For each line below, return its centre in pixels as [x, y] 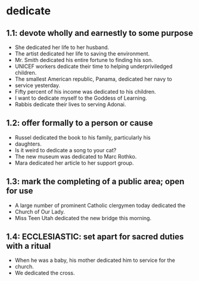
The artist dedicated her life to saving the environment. [82, 54]
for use [20, 191]
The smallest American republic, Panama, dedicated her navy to [93, 79]
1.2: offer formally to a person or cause [80, 123]
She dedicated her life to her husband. [62, 47]
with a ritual [29, 246]
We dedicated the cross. [45, 273]
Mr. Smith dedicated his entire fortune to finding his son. [84, 60]
